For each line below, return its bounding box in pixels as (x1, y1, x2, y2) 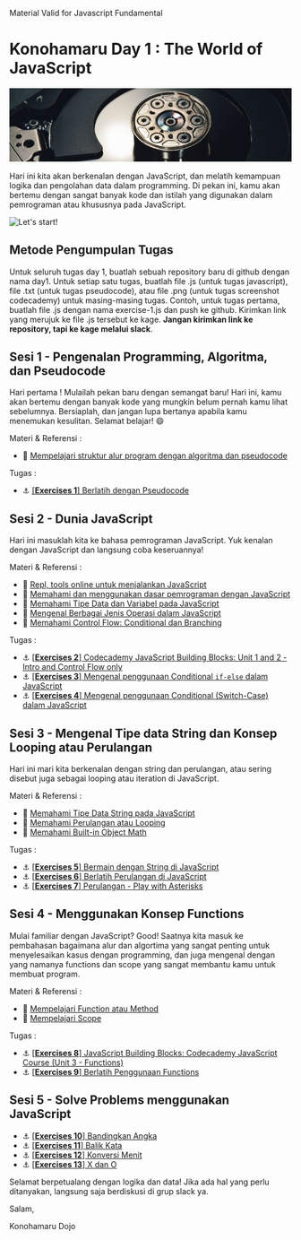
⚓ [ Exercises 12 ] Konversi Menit (21, 1149, 142, 1160)
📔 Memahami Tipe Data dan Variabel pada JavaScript (21, 598, 219, 609)
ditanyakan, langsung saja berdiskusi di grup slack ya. (9, 1185, 209, 1196)
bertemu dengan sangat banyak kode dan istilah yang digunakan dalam (9, 189, 273, 200)
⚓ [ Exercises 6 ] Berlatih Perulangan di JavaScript (21, 871, 208, 882)
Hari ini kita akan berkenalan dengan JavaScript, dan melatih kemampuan (9, 170, 280, 181)
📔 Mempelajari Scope (21, 1012, 102, 1023)
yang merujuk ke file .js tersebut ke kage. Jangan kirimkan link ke (9, 314, 254, 325)
